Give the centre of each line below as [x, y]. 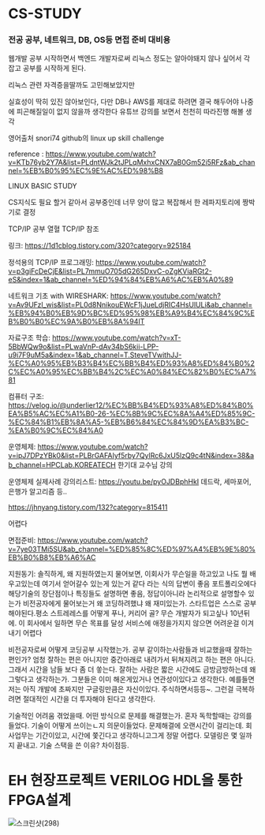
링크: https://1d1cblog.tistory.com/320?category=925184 [100, 246]
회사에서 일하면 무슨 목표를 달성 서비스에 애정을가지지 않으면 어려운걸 [133, 623]
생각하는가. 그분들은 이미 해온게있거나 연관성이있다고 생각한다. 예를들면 [145, 680]
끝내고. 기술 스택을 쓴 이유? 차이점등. [73, 745]
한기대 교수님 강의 [145, 465]
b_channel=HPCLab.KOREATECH [62, 465]
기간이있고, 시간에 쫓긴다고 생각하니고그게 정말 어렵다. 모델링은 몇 [136, 736]
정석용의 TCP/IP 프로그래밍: [51, 263]
